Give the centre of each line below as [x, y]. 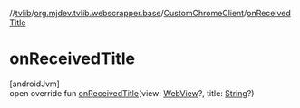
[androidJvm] [35, 84]
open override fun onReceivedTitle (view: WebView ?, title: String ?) [132, 93]
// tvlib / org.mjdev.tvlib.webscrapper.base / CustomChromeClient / [128, 13]
